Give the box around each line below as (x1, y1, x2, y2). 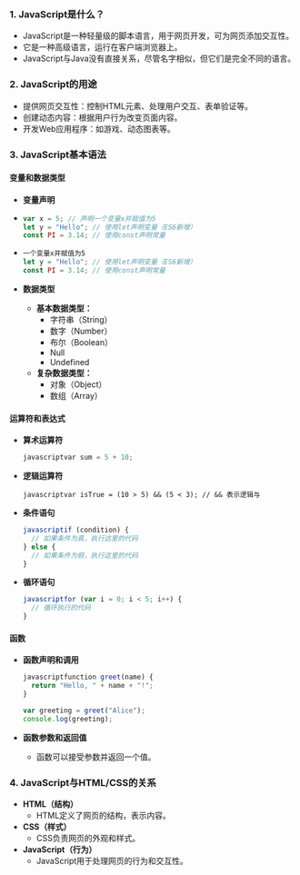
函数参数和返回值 (22, 731, 87, 742)
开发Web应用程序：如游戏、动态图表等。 (22, 123, 175, 134)
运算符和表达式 (9, 413, 65, 423)
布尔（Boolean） (49, 336, 114, 347)
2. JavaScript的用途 (9, 78, 97, 91)
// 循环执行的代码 (31, 603, 91, 612)
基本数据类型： (35, 303, 93, 313)
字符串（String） (49, 313, 113, 324)
